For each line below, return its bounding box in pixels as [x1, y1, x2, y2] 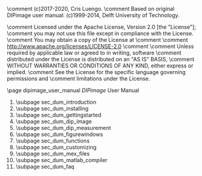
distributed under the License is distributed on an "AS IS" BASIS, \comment [7, 56, 195, 63]
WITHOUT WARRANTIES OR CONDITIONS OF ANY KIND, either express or [7, 62, 194, 69]
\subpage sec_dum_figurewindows [15, 130, 103, 138]
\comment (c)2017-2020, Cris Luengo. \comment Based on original [7, 5, 175, 12]
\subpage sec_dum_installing [15, 105, 89, 112]
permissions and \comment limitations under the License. [7, 75, 150, 82]
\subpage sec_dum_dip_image [15, 118, 92, 125]
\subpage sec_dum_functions [15, 137, 90, 144]
